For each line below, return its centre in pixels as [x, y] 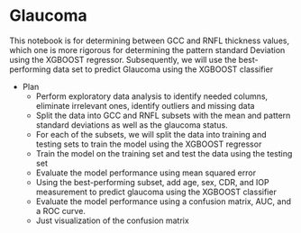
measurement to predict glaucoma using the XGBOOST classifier [156, 192]
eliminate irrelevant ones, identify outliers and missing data [145, 105]
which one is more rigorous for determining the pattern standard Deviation [147, 49]
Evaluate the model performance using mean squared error [146, 173]
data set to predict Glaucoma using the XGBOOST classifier [163, 69]
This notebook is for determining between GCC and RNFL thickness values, [150, 40]
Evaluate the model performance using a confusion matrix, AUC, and [163, 201]
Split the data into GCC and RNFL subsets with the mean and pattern [163, 115]
